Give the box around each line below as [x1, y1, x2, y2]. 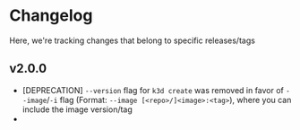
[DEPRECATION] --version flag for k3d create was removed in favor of [21, 84, 285, 95]
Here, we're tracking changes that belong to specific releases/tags [9, 35, 255, 46]
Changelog [9, 5, 93, 26]
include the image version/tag [21, 104, 133, 115]
